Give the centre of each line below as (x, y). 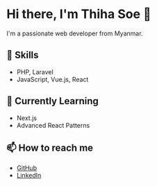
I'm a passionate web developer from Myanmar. (75, 33)
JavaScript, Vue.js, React (52, 79)
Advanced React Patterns (53, 125)
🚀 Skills (23, 55)
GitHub (27, 168)
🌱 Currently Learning (52, 101)
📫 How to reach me (50, 147)
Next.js (27, 118)
